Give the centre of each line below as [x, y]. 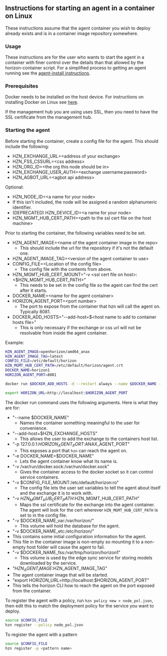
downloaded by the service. [48, 563]
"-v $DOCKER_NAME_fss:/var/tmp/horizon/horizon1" [66, 553]
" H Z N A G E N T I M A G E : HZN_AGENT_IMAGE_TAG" [60, 569]
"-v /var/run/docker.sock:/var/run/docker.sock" [61, 466]
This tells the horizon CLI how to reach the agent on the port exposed [83, 586]
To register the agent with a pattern [41, 635]
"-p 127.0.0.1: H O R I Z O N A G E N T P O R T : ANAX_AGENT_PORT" [71, 444]
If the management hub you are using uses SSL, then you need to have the [82, 112]
